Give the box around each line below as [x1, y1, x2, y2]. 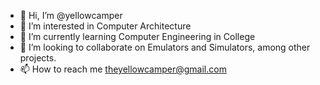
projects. [19, 52, 57, 64]
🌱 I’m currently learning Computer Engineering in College [19, 31, 256, 42]
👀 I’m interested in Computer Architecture [19, 20, 192, 32]
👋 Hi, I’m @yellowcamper [19, 10, 123, 21]
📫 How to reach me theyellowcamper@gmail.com [19, 63, 227, 75]
